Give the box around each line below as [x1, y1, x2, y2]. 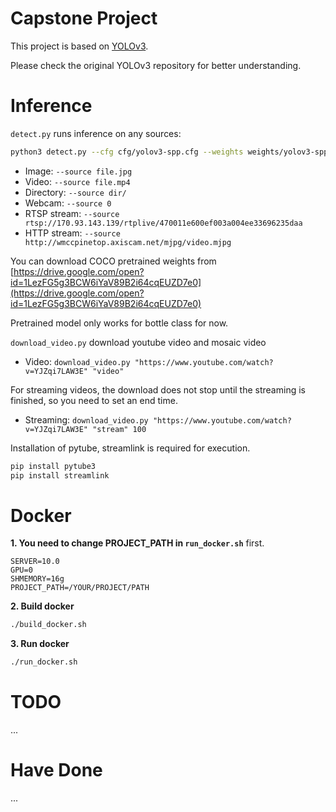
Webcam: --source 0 [24, 197, 112, 209]
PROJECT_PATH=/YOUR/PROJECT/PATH [10, 583, 150, 593]
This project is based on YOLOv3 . [10, 40, 149, 52]
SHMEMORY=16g [10, 574, 65, 584]
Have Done [10, 759, 103, 782]
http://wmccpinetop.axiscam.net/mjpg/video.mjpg [24, 237, 232, 247]
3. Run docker [10, 638, 70, 650]
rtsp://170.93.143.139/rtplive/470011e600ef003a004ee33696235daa [24, 218, 303, 228]
